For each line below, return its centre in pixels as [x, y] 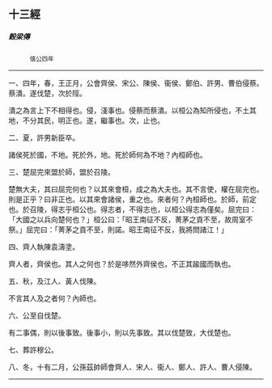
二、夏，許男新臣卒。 [44, 138]
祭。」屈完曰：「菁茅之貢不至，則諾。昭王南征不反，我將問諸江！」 [118, 230]
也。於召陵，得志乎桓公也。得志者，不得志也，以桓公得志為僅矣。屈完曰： [132, 209]
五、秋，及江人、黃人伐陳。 [55, 281]
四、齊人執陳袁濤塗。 [44, 247]
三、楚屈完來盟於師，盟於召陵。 [62, 172]
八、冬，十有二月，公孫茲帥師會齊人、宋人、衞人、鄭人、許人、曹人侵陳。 [132, 367]
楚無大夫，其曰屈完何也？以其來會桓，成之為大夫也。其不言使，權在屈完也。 [136, 189]
